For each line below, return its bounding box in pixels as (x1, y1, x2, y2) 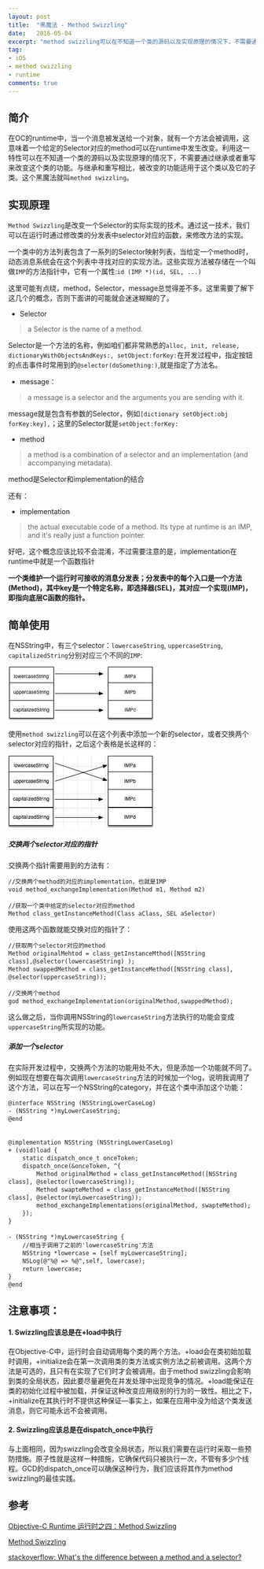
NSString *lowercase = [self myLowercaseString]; (22, 1249, 189, 1257)
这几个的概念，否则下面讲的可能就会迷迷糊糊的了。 (8, 294, 174, 303)
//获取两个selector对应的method (8, 942, 106, 950)
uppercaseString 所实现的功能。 (8, 1022, 110, 1031)
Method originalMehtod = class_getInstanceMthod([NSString (8, 949, 206, 958)
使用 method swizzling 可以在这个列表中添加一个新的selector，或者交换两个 (8, 729, 249, 739)
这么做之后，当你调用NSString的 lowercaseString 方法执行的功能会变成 (8, 1012, 235, 1022)
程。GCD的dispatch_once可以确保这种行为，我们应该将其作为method (8, 1464, 233, 1473)
